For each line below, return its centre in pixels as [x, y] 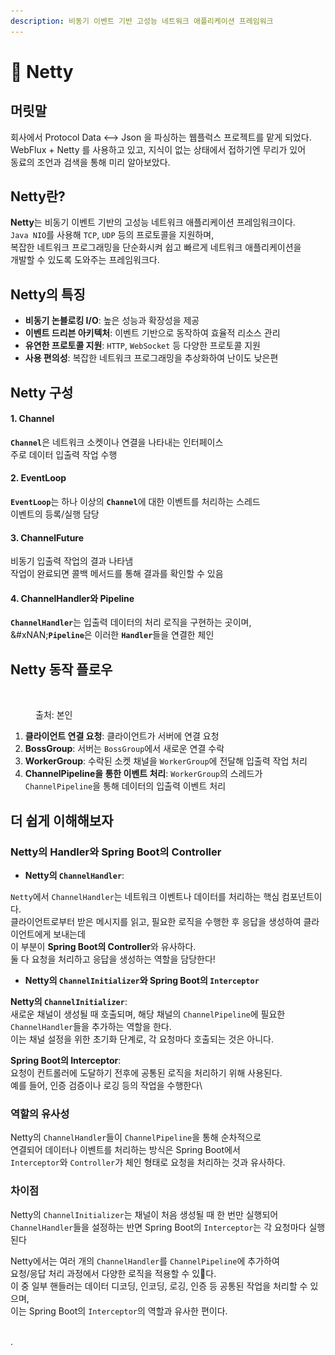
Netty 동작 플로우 [61, 669]
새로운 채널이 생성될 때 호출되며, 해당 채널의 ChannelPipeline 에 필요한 [148, 1014]
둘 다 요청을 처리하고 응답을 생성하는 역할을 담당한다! [113, 959]
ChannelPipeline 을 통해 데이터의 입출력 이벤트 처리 [125, 786]
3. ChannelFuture [47, 537]
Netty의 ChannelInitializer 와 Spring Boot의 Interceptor [142, 980]
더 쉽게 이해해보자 [62, 820]
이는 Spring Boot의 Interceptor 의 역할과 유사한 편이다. [119, 1311]
